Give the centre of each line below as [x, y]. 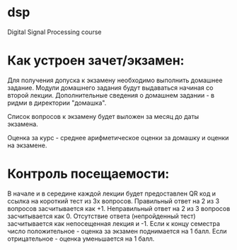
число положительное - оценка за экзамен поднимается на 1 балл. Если [117, 231]
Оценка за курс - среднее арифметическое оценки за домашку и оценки [118, 137]
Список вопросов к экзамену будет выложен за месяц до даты [103, 116]
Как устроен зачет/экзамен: [96, 61]
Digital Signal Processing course [54, 32]
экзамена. [23, 124]
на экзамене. [27, 145]
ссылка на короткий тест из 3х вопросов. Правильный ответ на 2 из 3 [114, 201]
